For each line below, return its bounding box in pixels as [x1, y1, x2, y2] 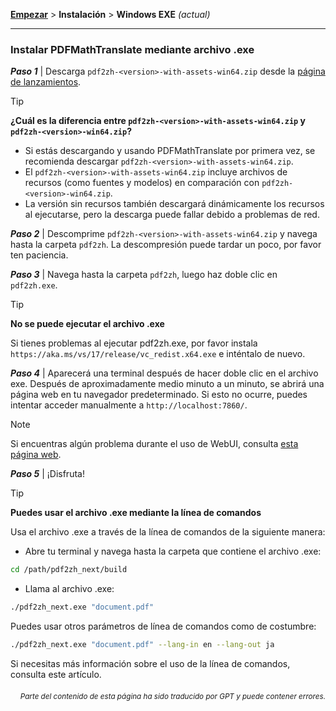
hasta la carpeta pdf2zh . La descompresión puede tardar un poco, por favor [10, 239, 322, 251]
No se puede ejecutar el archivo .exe [10, 318, 165, 330]
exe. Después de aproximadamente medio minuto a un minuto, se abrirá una [10, 378, 325, 390]
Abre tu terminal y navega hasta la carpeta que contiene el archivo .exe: [24, 545, 322, 558]
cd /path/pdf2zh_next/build [10, 565, 128, 575]
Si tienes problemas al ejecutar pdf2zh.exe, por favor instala [10, 337, 258, 349]
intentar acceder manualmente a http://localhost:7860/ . [10, 399, 248, 411]
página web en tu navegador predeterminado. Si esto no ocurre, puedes [10, 389, 308, 401]
